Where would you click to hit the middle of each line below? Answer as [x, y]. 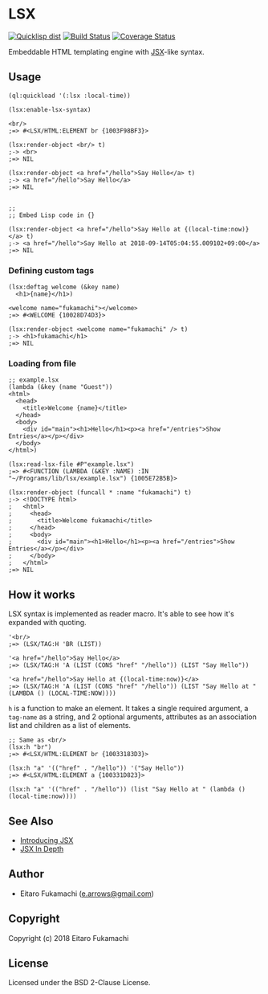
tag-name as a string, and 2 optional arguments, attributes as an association [132, 717]
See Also [31, 821]
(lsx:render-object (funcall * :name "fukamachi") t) [100, 493]
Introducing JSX [47, 840]
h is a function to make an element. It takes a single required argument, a [128, 709]
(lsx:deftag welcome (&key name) [64, 287]
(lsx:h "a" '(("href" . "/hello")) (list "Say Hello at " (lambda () [127, 789]
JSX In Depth [42, 849]
